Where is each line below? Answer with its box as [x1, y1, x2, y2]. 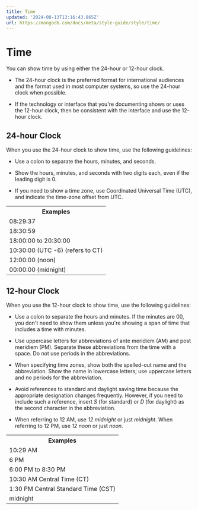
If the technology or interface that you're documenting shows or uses [14, 100, 185, 108]
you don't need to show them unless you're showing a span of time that [14, 319, 190, 326]
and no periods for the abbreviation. [14, 374, 103, 381]
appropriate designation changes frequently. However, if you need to [14, 392, 183, 399]
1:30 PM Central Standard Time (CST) [9, 484, 116, 493]
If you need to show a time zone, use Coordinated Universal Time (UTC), [14, 187, 193, 194]
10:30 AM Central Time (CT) [9, 475, 90, 483]
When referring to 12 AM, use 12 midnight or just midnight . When [14, 415, 173, 423]
